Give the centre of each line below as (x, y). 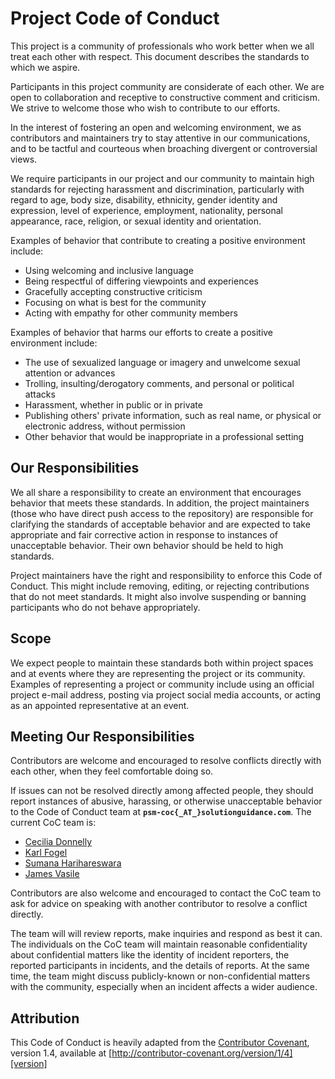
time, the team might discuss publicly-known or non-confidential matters (160, 976)
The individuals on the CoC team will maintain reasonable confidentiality (159, 944)
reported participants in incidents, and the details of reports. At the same (160, 966)
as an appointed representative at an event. (100, 705)
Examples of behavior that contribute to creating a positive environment (158, 240)
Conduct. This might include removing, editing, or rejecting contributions (160, 586)
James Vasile (52, 874)
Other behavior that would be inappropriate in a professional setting (164, 436)
